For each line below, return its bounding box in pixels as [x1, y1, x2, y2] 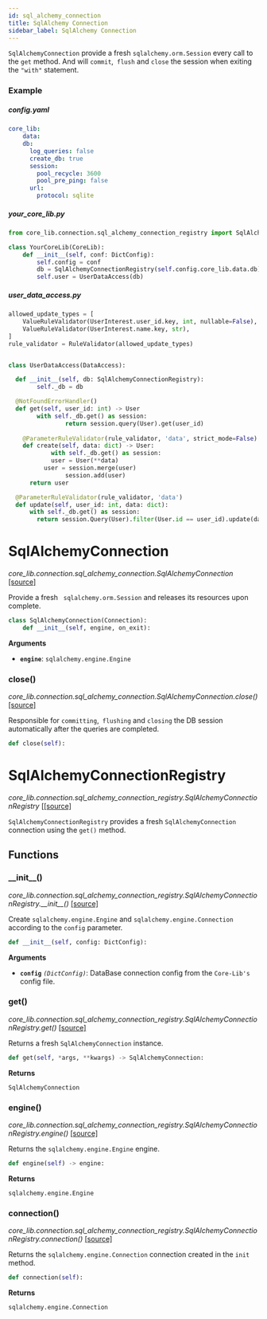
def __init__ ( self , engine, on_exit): [22, 624, 151, 632]
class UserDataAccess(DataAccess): [8, 361, 126, 369]
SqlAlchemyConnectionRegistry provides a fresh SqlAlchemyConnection [8, 817, 237, 826]
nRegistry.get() [8, 1023, 57, 1032]
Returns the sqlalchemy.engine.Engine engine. [8, 1144, 161, 1154]
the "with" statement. [8, 65, 79, 75]
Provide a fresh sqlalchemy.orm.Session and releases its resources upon [8, 593, 249, 603]
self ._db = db [37, 383, 83, 391]
